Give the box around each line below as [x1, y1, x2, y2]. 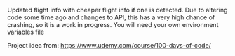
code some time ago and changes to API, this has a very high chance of [7, 13, 215, 21]
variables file [7, 28, 44, 36]
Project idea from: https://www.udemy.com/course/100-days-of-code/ [7, 41, 212, 49]
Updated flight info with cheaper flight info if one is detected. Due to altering [7, 6, 228, 14]
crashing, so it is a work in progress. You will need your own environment [7, 21, 219, 28]
